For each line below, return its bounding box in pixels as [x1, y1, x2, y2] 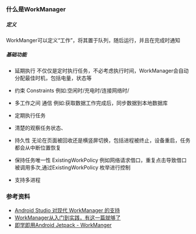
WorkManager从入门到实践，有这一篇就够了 [14, 214, 121, 221]
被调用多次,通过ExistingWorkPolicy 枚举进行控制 [14, 164, 130, 171]
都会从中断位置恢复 [14, 144, 61, 151]
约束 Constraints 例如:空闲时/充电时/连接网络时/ [14, 87, 130, 94]
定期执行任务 [14, 111, 46, 118]
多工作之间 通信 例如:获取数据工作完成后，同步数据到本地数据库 [14, 99, 168, 106]
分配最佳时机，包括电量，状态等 [14, 74, 92, 82]
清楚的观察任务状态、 [14, 124, 66, 131]
